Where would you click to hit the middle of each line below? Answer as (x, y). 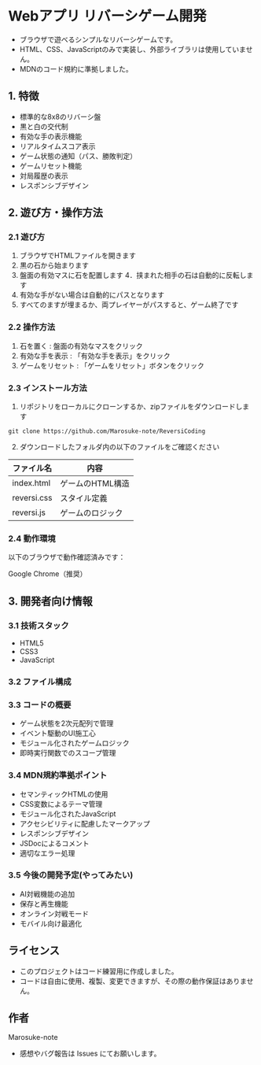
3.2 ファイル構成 (40, 682)
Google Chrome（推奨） (48, 574)
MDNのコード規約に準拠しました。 (76, 68)
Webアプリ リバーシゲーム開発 (107, 16)
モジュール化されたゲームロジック (74, 743)
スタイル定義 (84, 498)
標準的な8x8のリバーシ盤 (60, 116)
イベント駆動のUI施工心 (57, 734)
